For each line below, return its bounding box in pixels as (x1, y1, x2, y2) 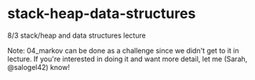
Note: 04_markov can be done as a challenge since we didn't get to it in (7, 45, 239, 55)
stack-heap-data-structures (7, 5, 196, 23)
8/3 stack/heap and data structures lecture (7, 31, 146, 40)
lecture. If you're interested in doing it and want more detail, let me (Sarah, (7, 54, 248, 64)
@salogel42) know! (7, 62, 70, 71)
